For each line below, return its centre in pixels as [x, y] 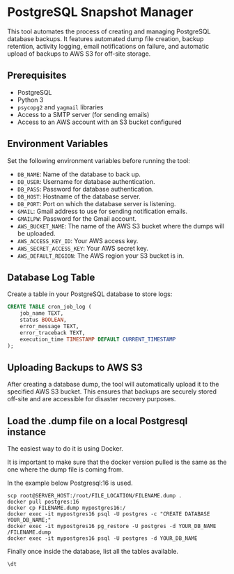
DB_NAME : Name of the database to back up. [79, 174]
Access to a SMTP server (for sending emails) [83, 114]
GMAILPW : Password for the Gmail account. [77, 218]
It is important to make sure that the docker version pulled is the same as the [117, 462]
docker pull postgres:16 [43, 502]
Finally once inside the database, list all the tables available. [93, 552]
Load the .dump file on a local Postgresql [97, 421]
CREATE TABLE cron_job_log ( [49, 307]
